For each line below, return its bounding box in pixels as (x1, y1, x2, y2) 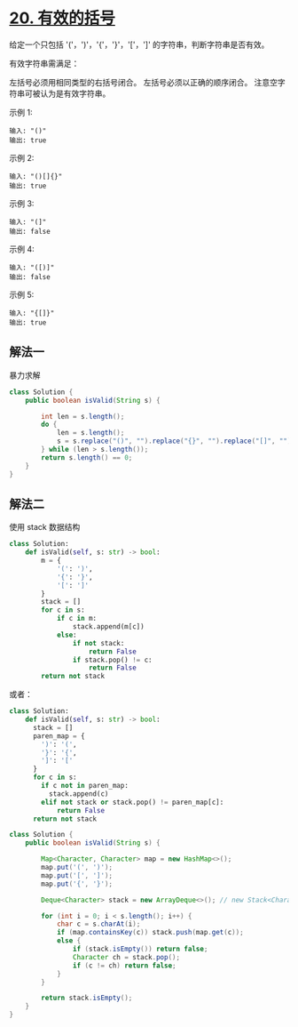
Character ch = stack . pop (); (72, 952, 180, 961)
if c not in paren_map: (41, 782, 129, 790)
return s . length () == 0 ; (41, 453, 133, 462)
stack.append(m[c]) (72, 622, 145, 631)
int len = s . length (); (41, 412, 125, 421)
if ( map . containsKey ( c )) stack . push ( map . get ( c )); (56, 928, 244, 937)
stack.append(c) (48, 789, 109, 798)
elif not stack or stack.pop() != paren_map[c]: (41, 798, 224, 806)
